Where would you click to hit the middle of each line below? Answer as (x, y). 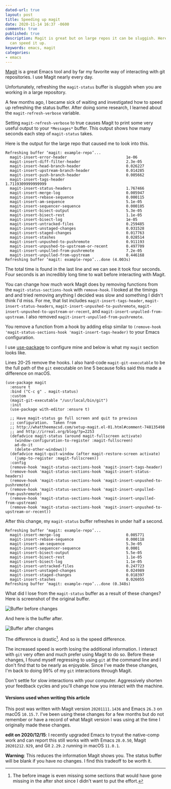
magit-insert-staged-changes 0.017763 (77, 233)
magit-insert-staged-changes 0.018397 (77, 575)
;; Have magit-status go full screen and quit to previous (74, 418)
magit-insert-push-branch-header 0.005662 (77, 175)
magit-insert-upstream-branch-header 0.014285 (77, 171)
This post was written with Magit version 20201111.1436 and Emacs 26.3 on (84, 709)
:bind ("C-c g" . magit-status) (44, 392)
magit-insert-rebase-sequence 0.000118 (77, 540)
